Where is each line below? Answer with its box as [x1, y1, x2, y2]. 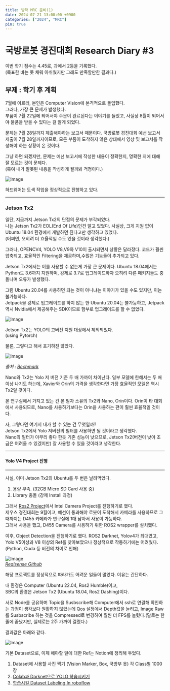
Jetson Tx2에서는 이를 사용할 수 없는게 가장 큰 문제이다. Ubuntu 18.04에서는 [5, 264, 157, 270]
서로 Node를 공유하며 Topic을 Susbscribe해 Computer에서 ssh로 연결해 [5, 599, 150, 605]
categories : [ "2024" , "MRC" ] [5, 17, 67, 22]
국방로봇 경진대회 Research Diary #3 [5, 45, 154, 56]
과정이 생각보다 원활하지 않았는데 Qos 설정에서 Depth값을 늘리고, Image [10, 606, 154, 612]
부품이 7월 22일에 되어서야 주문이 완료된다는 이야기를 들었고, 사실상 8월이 [5, 113, 151, 118]
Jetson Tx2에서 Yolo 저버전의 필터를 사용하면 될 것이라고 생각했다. [5, 428, 138, 434]
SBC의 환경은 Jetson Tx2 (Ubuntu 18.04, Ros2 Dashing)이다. [5, 588, 130, 594]
